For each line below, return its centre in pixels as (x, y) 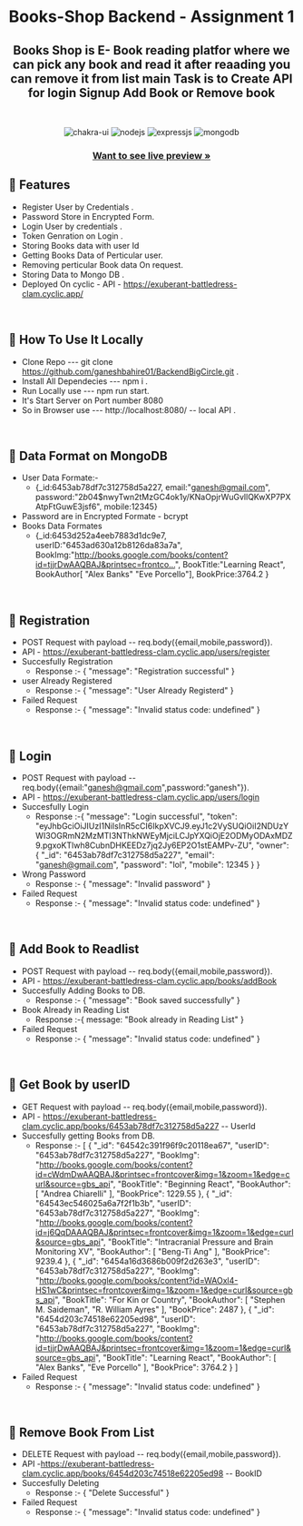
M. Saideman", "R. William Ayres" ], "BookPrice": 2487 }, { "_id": (155, 1309)
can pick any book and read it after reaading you (151, 64)
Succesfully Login (55, 806)
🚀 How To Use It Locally (76, 340)
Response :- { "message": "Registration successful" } (135, 671)
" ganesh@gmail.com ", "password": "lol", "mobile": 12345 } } (147, 864)
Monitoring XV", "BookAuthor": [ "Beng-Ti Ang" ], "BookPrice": (152, 1251)
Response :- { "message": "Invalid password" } (122, 883)
